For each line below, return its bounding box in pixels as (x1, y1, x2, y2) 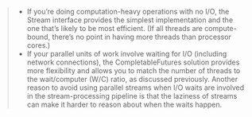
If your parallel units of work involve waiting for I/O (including (26, 49, 227, 58)
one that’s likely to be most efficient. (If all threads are (26, 24, 204, 33)
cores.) (26, 41, 51, 50)
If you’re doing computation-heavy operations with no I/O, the (26, 7, 230, 16)
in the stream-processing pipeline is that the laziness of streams (26, 92, 238, 100)
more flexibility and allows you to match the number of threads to (26, 66, 241, 75)
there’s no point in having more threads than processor (52, 32, 232, 41)
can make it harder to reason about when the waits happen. (26, 99, 223, 109)
